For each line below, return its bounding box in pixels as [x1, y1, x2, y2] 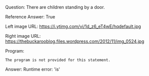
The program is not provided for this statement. [5, 58, 111, 63]
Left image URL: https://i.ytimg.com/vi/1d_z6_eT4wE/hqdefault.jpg [5, 23, 141, 29]
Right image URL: [5, 33, 41, 39]
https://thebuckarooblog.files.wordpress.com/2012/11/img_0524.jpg [5, 38, 144, 44]
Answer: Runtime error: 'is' [5, 67, 60, 72]
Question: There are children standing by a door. [5, 4, 105, 10]
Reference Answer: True [5, 14, 55, 19]
